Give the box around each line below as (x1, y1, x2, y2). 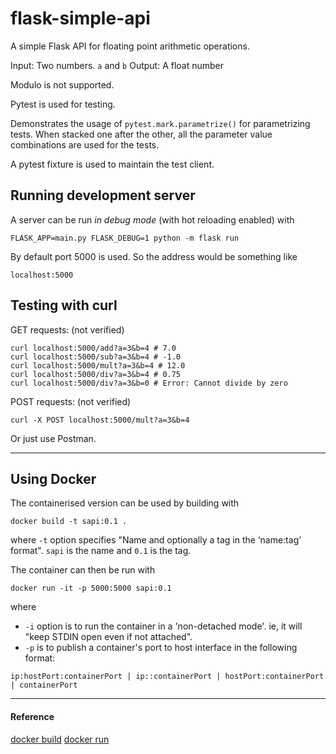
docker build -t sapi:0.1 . (10, 517, 128, 527)
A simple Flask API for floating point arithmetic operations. (10, 40, 250, 52)
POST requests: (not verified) (10, 395, 132, 407)
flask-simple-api (10, 7, 151, 30)
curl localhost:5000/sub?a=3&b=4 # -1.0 (10, 352, 182, 362)
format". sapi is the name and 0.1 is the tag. (10, 545, 192, 557)
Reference (10, 710, 55, 722)
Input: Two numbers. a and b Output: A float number (10, 59, 225, 71)
